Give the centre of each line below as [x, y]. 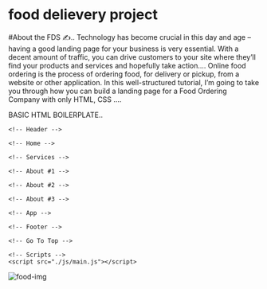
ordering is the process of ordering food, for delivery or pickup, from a [124, 74]
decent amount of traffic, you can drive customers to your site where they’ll [132, 57]
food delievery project [83, 15]
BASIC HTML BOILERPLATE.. [56, 115]
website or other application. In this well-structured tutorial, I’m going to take [134, 82]
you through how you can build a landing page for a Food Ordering [118, 91]
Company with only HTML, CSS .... [65, 99]
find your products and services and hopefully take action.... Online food [127, 65]
